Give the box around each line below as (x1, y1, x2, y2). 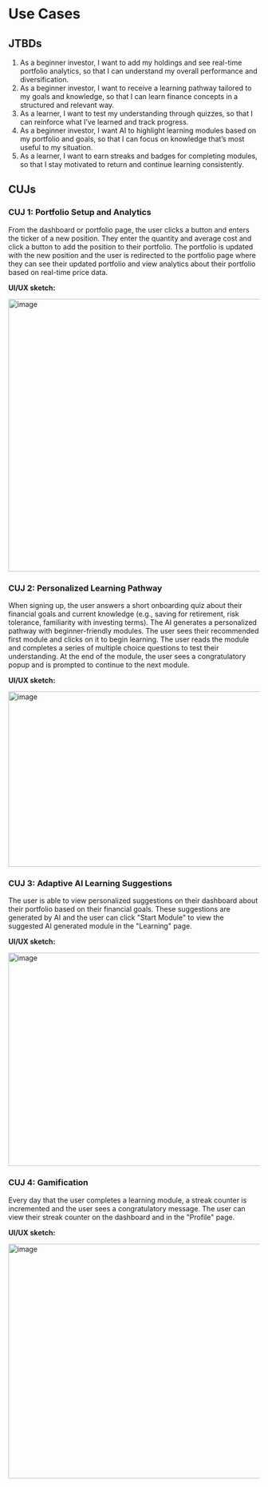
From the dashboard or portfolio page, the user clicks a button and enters (8, 225, 250, 234)
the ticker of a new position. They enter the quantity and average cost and (8, 233, 252, 243)
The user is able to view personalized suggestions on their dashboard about (8, 896, 258, 905)
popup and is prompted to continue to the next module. (8, 660, 190, 670)
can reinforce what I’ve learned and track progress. (19, 117, 189, 126)
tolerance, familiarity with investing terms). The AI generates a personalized (8, 617, 258, 627)
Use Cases (8, 5, 81, 23)
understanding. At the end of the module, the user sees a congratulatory (8, 651, 246, 661)
